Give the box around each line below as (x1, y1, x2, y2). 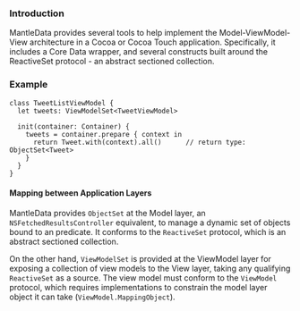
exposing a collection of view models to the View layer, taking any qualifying (9, 263, 291, 273)
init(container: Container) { (17, 122, 130, 131)
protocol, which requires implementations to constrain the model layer (9, 282, 268, 292)
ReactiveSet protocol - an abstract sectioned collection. (9, 56, 215, 67)
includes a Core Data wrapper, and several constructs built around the (9, 46, 269, 57)
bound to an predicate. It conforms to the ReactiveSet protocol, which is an (9, 226, 287, 237)
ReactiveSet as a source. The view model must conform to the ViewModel (9, 272, 278, 283)
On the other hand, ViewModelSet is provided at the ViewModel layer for (9, 253, 271, 264)
